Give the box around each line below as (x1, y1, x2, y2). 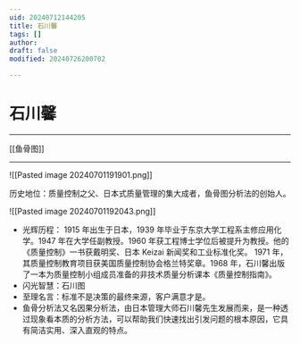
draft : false (9, 46, 58, 55)
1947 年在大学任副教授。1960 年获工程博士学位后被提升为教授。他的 (37, 235, 289, 246)
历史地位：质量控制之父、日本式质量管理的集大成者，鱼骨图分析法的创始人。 (9, 188, 291, 198)
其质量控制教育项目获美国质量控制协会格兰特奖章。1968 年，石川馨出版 (21, 257, 286, 268)
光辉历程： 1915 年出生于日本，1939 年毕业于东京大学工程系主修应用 (21, 224, 274, 235)
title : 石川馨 (9, 21, 58, 30)
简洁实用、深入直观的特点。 (29, 324, 132, 335)
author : (9, 38, 38, 47)
